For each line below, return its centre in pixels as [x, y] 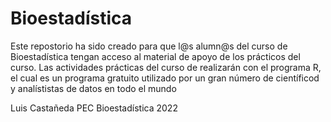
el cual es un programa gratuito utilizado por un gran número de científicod [165, 78]
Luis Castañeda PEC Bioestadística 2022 [94, 108]
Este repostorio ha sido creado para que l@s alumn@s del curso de [149, 46]
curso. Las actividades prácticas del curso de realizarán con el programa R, [166, 67]
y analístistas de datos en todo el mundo [93, 88]
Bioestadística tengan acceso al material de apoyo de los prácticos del [155, 56]
